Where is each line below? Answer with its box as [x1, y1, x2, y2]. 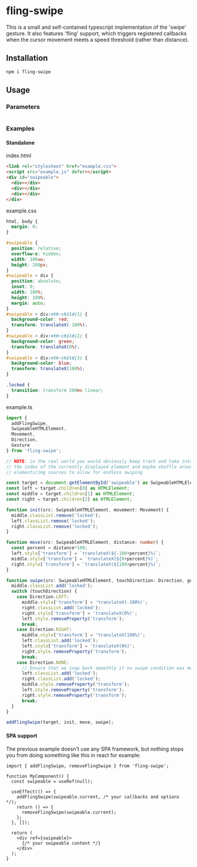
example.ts [6, 403, 33, 410]
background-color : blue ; [11, 360, 72, 366]
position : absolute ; [11, 278, 62, 284]
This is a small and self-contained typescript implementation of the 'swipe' [6, 24, 186, 31]
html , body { [6, 218, 38, 224]
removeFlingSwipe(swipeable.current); [21, 809, 117, 815]
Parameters [6, 102, 40, 111]
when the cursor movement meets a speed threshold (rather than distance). [6, 36, 189, 43]
